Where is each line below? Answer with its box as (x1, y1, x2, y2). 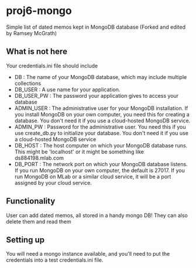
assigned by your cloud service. (14, 179, 92, 186)
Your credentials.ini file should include (6, 62, 98, 69)
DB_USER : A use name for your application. (14, 86, 121, 93)
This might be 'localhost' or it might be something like (14, 148, 145, 155)
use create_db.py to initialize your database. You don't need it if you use (14, 129, 189, 136)
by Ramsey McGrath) (6, 29, 57, 36)
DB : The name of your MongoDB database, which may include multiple (14, 73, 187, 80)
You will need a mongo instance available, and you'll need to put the (6, 250, 170, 257)
